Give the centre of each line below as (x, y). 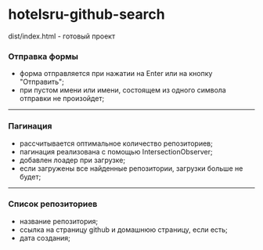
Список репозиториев (53, 204)
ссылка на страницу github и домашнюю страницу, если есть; (124, 230)
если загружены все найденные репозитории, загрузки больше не (131, 168)
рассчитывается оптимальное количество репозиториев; (116, 143)
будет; (30, 176)
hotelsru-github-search (87, 14)
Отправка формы (43, 56)
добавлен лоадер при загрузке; (72, 160)
